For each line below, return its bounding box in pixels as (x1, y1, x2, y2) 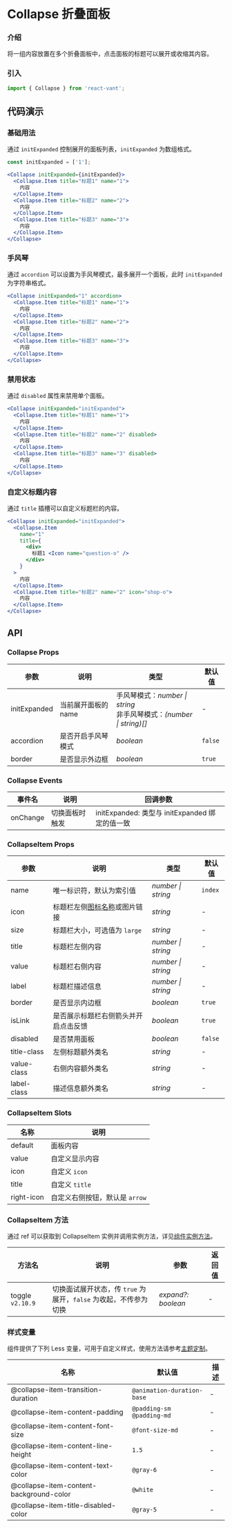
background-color (10, 1489, 71, 1499)
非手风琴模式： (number (116, 709, 193, 719)
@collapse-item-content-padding (10, 1407, 124, 1417)
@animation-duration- (132, 1386, 203, 1395)
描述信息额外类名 (52, 1084, 108, 1094)
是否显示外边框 (59, 754, 109, 764)
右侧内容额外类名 (52, 1064, 108, 1073)
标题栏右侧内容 (52, 962, 101, 971)
